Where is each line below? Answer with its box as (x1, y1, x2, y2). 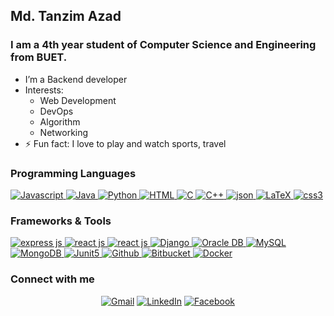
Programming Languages (10, 166, 137, 180)
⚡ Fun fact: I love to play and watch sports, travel (24, 137, 227, 149)
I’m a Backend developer (24, 73, 128, 85)
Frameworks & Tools (10, 214, 112, 228)
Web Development (39, 94, 117, 106)
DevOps (39, 105, 74, 117)
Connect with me (10, 272, 95, 286)
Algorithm (39, 115, 81, 128)
